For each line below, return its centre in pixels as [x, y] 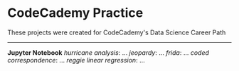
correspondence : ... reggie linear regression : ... [76, 60]
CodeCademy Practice [75, 13]
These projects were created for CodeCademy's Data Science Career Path [117, 32]
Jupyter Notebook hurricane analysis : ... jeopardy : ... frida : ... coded [108, 52]
